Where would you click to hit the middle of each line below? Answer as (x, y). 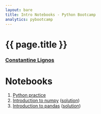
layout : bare (19, 10)
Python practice (29, 95)
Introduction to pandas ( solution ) (46, 106)
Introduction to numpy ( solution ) (46, 101)
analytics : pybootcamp (29, 19)
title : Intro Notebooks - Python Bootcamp (50, 15)
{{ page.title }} (36, 44)
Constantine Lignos (30, 60)
